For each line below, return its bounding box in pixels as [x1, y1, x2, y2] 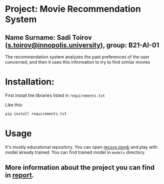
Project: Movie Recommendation [5, 3, 141, 15]
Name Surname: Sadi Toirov [5, 33, 92, 42]
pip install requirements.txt [5, 111, 67, 116]
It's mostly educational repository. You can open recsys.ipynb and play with [5, 144, 158, 150]
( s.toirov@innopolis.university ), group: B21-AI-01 [5, 41, 160, 49]
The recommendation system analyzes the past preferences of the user [5, 54, 150, 60]
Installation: [5, 76, 55, 88]
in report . [5, 171, 34, 180]
